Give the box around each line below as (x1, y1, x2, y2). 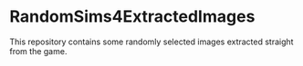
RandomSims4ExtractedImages (9, 6, 256, 27)
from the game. (9, 45, 68, 56)
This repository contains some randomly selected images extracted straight (9, 36, 294, 47)
